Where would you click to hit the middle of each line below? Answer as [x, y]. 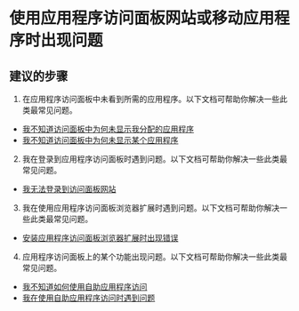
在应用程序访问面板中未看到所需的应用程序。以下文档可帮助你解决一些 [151, 99]
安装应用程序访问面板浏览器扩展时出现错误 [100, 238]
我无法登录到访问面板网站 [69, 189]
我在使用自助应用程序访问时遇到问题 [89, 298]
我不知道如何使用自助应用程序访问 [85, 287]
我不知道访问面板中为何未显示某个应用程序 [100, 140]
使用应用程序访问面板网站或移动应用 [142, 18]
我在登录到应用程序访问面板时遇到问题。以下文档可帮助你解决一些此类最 [154, 159]
